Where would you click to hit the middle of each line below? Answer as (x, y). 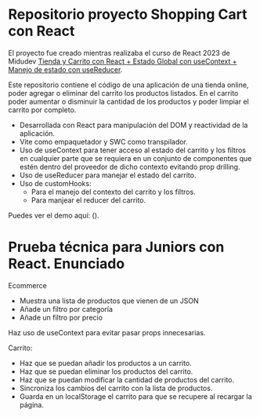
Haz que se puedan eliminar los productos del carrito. (106, 371)
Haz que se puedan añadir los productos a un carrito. (105, 363)
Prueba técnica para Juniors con (116, 247)
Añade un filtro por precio (61, 317)
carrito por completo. (42, 110)
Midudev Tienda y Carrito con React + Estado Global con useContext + (123, 61)
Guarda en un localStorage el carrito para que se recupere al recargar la (135, 396)
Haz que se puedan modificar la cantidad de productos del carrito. (127, 379)
